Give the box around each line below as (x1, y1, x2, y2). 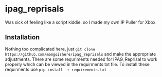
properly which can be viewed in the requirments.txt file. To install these (5, 61, 150, 67)
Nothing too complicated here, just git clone (5, 46, 95, 51)
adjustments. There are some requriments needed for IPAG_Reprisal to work (5, 56, 158, 62)
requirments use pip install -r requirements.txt (5, 66, 107, 72)
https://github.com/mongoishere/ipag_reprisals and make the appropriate (5, 51, 156, 57)
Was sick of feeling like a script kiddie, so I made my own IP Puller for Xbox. (5, 19, 157, 25)
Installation (5, 33, 40, 41)
